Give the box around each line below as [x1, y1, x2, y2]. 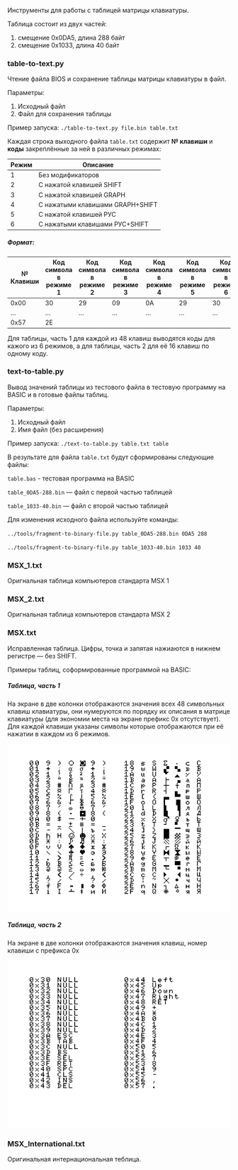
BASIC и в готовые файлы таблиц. [7, 390, 109, 399]
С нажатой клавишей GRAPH [38, 191, 126, 199]
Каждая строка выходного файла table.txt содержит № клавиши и [7, 137, 213, 146]
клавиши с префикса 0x [7, 946, 79, 955]
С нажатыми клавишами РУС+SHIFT [38, 220, 149, 229]
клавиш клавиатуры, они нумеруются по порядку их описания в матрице [7, 707, 230, 715]
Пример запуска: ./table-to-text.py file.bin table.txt [7, 123, 178, 132]
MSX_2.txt [7, 595, 45, 604]
